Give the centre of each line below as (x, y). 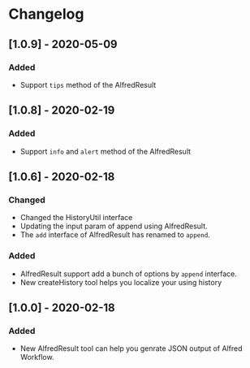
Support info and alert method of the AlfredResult (106, 151)
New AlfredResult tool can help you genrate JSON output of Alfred (131, 349)
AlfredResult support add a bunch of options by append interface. (129, 274)
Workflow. (37, 357)
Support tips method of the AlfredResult (88, 84)
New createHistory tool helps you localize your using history (121, 282)
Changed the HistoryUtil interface (76, 218)
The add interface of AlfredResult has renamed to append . (115, 235)
